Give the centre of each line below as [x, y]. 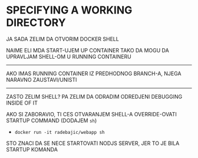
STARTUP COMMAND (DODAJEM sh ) [52, 120]
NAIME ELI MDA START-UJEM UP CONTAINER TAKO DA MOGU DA [88, 50]
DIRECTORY [36, 23]
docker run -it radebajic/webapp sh [60, 132]
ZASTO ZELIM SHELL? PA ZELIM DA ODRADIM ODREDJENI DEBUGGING [94, 96]
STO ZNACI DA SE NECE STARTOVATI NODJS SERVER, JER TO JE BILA [93, 143]
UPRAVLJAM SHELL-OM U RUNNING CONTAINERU [69, 56]
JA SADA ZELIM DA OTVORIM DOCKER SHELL [62, 39]
